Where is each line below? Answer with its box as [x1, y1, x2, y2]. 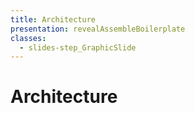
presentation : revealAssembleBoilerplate [10, 24, 186, 34]
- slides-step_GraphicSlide [19, 42, 137, 53]
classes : [10, 33, 47, 43]
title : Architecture [10, 14, 97, 25]
